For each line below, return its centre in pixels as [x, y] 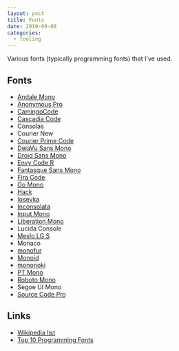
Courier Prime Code [45, 140]
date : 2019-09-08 [32, 26]
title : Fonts [26, 20]
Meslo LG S [33, 235]
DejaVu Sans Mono [44, 148]
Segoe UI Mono [39, 287]
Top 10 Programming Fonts [55, 340]
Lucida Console [39, 228]
